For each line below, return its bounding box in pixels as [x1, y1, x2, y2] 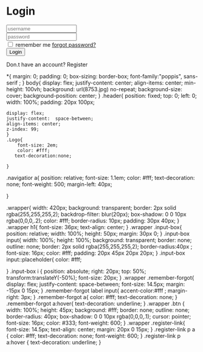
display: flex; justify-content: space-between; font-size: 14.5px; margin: [6, 280, 185, 288]
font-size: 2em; [17, 142, 59, 148]
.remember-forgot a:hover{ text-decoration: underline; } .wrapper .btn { [6, 300, 185, 307]
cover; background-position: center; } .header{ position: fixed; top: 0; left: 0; [6, 92, 198, 99]
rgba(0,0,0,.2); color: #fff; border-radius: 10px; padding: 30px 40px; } [6, 217, 180, 224]
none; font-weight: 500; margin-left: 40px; [6, 181, 112, 188]
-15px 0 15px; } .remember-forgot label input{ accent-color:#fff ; [6, 287, 167, 294]
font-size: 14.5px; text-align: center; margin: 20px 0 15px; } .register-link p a [6, 325, 196, 333]
